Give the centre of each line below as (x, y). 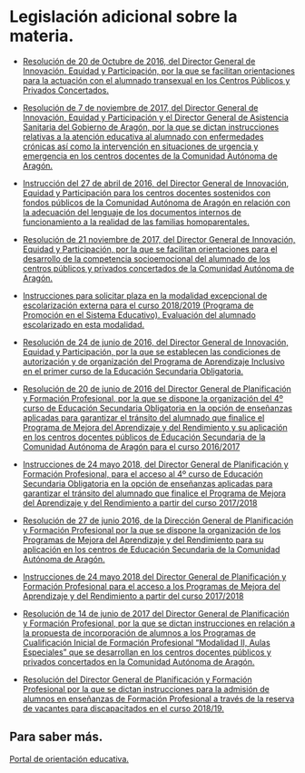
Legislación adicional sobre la (123, 17)
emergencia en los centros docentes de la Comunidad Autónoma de (150, 155)
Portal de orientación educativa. (69, 758)
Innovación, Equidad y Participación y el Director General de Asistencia (155, 117)
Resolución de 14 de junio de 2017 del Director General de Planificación (156, 613)
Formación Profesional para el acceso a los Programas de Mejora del (152, 586)
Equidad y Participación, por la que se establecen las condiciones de (152, 352)
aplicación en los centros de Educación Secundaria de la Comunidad (151, 549)
